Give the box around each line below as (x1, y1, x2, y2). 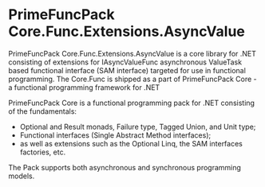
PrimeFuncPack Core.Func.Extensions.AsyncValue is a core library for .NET (8, 49, 257, 58)
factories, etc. (19, 147, 66, 157)
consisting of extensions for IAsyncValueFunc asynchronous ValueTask (8, 57, 242, 67)
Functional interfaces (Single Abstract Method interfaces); (19, 130, 212, 140)
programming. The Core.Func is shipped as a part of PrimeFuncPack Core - (8, 74, 257, 84)
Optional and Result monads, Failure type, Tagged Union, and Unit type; (19, 122, 256, 131)
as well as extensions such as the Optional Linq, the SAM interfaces (19, 138, 243, 148)
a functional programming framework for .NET (8, 82, 160, 92)
